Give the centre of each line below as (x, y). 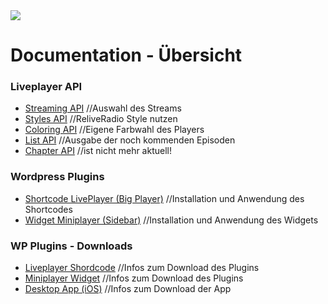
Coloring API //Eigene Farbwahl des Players (114, 130)
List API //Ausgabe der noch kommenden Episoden (130, 140)
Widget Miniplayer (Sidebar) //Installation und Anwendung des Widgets (171, 220)
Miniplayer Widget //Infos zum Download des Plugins (134, 278)
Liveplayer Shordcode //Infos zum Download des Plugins (142, 268)
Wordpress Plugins (57, 177)
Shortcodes (48, 209)
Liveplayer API (46, 87)
